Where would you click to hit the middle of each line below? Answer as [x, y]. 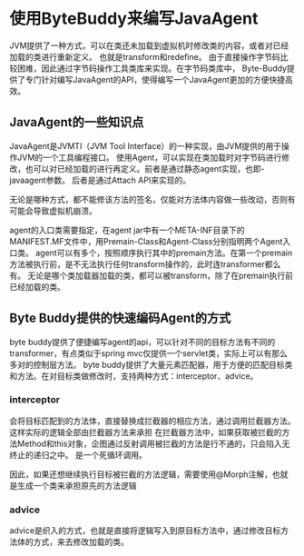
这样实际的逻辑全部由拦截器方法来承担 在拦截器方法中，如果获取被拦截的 [146, 432]
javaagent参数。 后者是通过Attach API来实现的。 [100, 180]
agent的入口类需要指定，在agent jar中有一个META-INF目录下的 [127, 230]
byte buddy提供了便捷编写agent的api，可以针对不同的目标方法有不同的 [142, 342]
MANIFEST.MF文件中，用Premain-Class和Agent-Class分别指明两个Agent [146, 241]
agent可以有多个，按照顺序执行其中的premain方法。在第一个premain [164, 253]
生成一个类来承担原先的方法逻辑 [77, 485]
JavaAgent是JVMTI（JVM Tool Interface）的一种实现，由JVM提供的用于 [146, 145]
